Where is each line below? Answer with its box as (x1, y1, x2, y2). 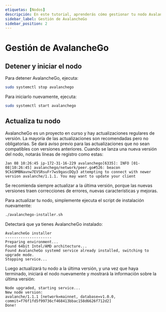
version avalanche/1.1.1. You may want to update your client (5, 174, 136, 179)
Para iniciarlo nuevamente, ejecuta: (5, 94, 77, 100)
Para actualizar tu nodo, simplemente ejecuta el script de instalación (5, 197, 144, 203)
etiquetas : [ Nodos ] (5, 7, 45, 12)
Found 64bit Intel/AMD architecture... (5, 244, 87, 249)
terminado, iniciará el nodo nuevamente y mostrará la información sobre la (5, 270, 157, 276)
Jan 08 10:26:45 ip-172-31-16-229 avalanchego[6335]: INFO (5, 160, 129, 166)
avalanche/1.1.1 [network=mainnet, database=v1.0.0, (5, 294, 116, 299)
